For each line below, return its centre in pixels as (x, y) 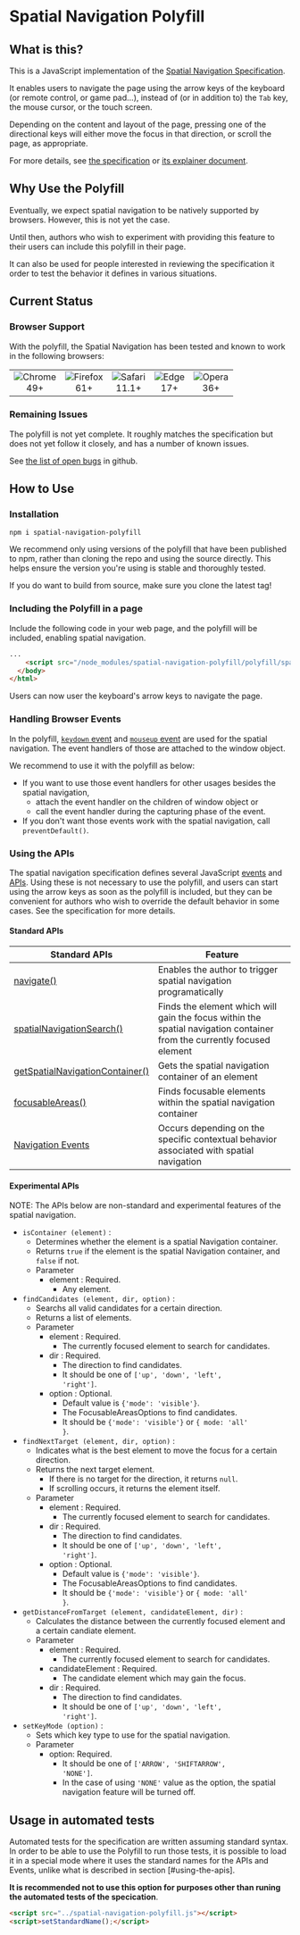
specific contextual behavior (217, 1139)
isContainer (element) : (67, 1232)
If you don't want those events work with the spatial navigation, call (146, 821)
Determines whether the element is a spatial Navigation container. (157, 1242)
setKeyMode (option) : (62, 1726)
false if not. (58, 1261)
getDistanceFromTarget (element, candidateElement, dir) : (133, 1612)
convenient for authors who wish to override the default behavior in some (144, 901)
